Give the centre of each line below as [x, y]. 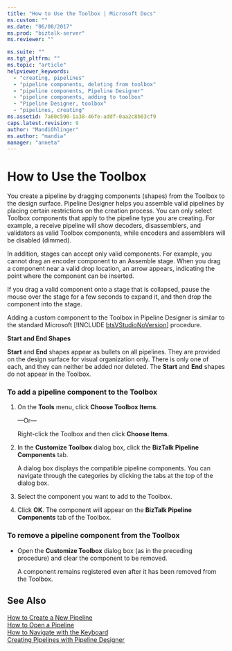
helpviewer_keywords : [38, 71]
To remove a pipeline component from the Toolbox [93, 536]
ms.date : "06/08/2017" [40, 26]
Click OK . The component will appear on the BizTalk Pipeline [104, 510]
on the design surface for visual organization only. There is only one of [108, 359]
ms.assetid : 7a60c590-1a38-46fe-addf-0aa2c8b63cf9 [82, 117]
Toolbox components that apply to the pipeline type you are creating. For [111, 218]
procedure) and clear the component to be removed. [92, 558]
